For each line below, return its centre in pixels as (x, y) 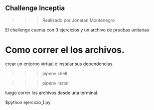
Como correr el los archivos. (65, 50)
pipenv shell (55, 73)
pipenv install (56, 83)
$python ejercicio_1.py (28, 102)
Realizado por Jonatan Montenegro (78, 20)
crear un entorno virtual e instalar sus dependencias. (59, 64)
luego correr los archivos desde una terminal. (52, 93)
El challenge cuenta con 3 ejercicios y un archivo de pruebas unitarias (77, 30)
